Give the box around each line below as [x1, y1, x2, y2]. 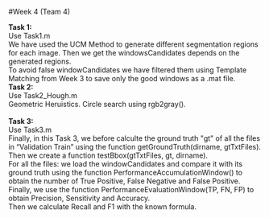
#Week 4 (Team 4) [8, 7, 71, 16]
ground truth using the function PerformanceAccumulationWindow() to [8, 168, 243, 177]
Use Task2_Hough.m [8, 91, 78, 100]
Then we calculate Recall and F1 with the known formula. [8, 202, 197, 212]
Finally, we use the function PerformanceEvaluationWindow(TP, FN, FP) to [8, 185, 255, 194]
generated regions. [8, 56, 72, 66]
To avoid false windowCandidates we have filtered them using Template [8, 65, 247, 75]
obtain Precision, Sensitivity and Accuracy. [8, 193, 151, 203]
